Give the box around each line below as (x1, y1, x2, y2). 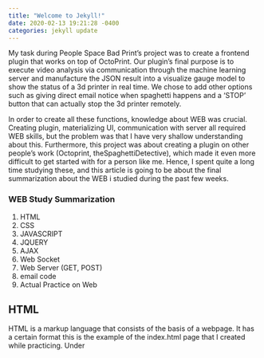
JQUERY (19, 237, 49, 247)
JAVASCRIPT (19, 229, 63, 238)
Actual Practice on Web (19, 280, 98, 289)
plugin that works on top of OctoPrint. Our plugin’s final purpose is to (8, 57, 234, 66)
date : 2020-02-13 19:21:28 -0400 (8, 19, 120, 27)
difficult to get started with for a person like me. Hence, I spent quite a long (8, 157, 255, 167)
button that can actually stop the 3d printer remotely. (8, 99, 182, 108)
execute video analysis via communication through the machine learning (8, 65, 246, 75)
